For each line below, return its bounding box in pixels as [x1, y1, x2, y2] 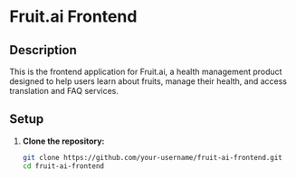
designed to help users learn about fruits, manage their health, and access [9, 76, 288, 87]
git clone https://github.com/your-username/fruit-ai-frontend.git [22, 153, 282, 162]
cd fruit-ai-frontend [22, 161, 104, 171]
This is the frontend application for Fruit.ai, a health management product [9, 66, 282, 77]
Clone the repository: [22, 136, 105, 146]
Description [9, 42, 77, 58]
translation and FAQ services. [9, 86, 119, 96]
